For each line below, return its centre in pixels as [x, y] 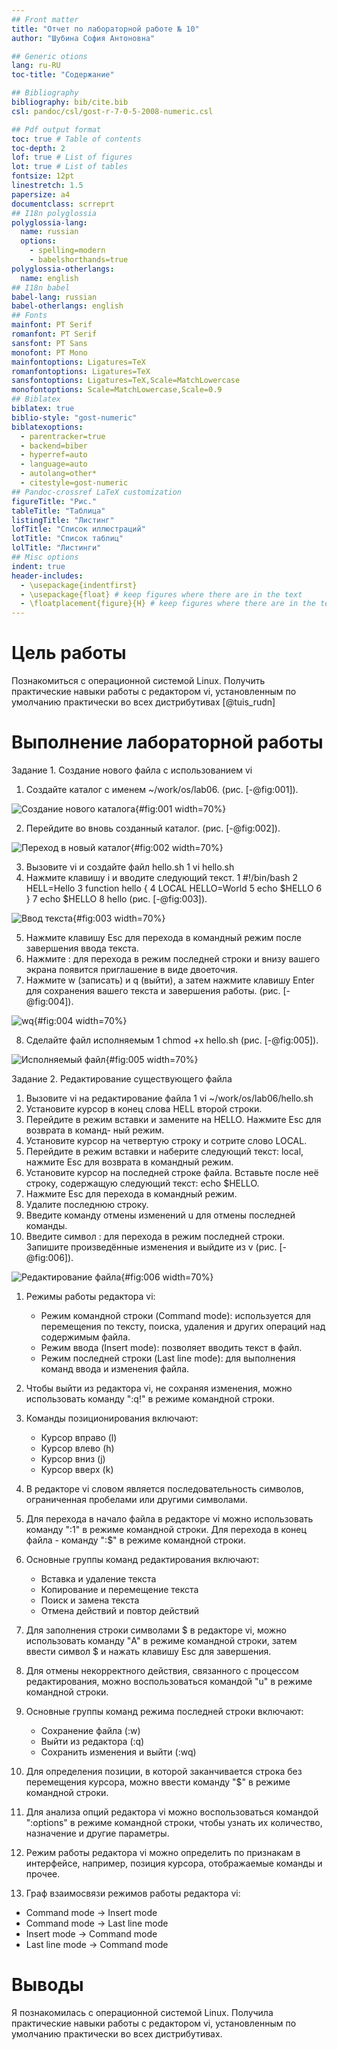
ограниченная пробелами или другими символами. [136, 1499]
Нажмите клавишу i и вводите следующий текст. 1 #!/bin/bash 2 [161, 877]
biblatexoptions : [47, 427]
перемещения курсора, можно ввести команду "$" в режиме [158, 1782]
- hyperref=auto [54, 455]
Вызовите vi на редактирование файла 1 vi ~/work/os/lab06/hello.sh [169, 1098]
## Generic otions [49, 56]
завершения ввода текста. [82, 948]
